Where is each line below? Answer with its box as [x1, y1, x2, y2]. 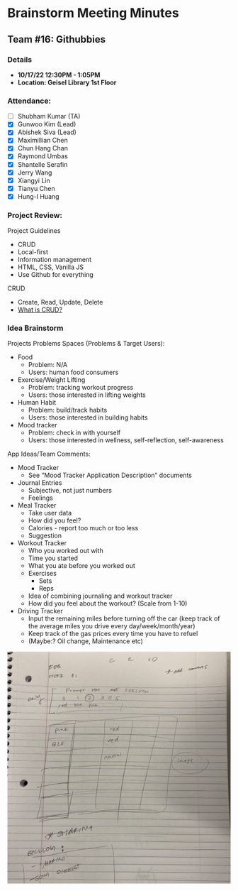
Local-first [17, 248, 48, 256]
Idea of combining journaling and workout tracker [28, 591, 173, 601]
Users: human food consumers [28, 368, 119, 377]
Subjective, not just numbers [28, 486, 112, 495]
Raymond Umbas [17, 152, 69, 160]
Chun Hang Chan [17, 144, 69, 153]
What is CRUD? [17, 305, 62, 314]
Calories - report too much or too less [28, 524, 139, 532]
